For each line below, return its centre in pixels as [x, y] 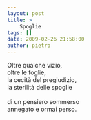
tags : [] [20, 33]
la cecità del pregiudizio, [42, 80]
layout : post [26, 13]
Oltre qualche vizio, [35, 65]
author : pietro [29, 46]
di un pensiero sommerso [43, 102]
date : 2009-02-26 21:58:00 [46, 39]
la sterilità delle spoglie [40, 87]
